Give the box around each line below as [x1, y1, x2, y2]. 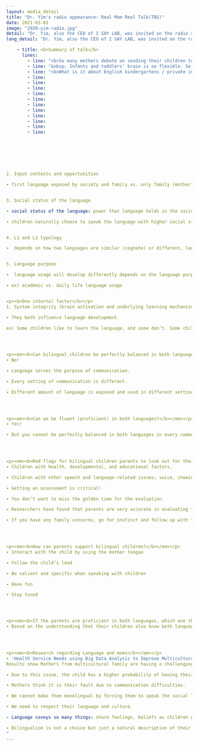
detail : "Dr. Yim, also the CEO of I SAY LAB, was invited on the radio [6, 31, 189, 37]
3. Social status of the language [6, 197, 91, 203]
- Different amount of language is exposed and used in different [6, 389, 173, 395]
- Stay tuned [6, 592, 38, 598]
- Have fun [6, 581, 33, 587]
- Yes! [6, 421, 22, 427]
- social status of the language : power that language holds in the [6, 208, 178, 214]
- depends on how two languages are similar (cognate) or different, [6, 245, 183, 251]
